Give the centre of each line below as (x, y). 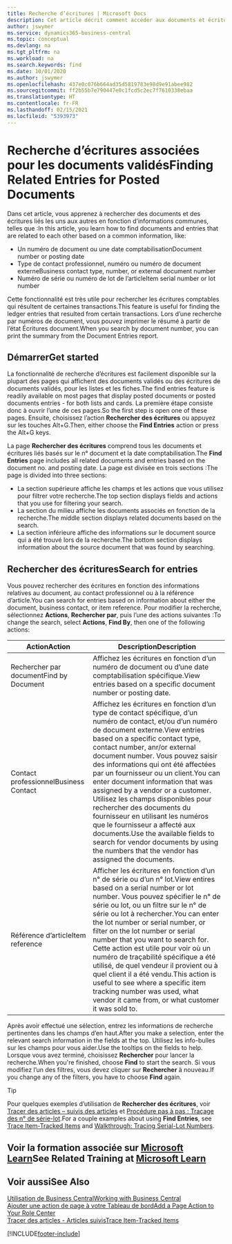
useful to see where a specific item (149, 983)
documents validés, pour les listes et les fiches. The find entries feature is (111, 389)
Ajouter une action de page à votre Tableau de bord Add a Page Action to (110, 1206)
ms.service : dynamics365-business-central (69, 33)
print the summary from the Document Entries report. (83, 336)
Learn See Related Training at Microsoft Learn (107, 1158)
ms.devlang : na (29, 46)
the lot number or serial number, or (149, 922)
